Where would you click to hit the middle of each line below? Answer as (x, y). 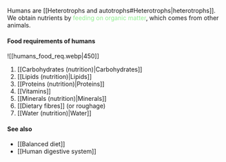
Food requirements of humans (51, 40)
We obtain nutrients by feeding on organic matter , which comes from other (113, 18)
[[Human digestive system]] (56, 152)
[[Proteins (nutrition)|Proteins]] (61, 84)
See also (20, 129)
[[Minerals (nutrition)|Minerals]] (62, 99)
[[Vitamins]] (34, 91)
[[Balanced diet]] (41, 144)
